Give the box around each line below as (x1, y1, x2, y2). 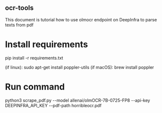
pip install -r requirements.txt (5, 55, 63, 61)
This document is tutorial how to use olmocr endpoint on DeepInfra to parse (5, 16, 157, 22)
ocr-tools (5, 4, 34, 12)
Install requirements (5, 39, 89, 50)
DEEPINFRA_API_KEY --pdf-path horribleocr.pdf (5, 102, 102, 108)
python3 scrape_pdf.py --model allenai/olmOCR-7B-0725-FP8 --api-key (5, 97, 150, 103)
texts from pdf (5, 22, 34, 28)
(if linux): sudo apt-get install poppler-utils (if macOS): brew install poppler (5, 64, 154, 70)
